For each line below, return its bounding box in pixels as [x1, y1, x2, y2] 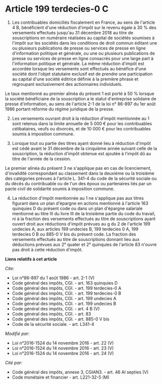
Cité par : [5, 360, 23, 366]
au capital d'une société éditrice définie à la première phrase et [12, 76, 139, 82]
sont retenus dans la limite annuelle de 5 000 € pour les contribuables [12, 120, 152, 127]
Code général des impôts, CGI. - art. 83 [12, 311, 91, 317]
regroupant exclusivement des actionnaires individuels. [12, 81, 123, 87]
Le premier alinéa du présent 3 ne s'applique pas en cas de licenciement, [5, 165, 152, 171]
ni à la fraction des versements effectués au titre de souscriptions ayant [12, 216, 156, 222]
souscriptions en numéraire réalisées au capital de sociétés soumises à [12, 35, 155, 41]
